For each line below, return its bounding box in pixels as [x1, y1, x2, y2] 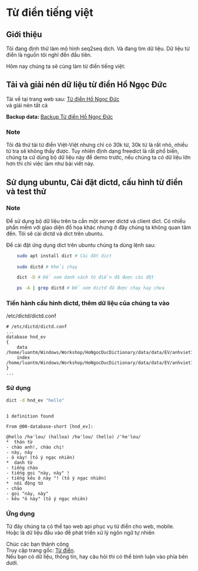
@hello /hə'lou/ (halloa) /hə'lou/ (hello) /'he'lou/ [6, 434, 141, 439]
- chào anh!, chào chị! [6, 444, 65, 450]
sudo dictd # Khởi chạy [16, 264, 78, 270]
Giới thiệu [6, 29, 42, 40]
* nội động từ [6, 480, 44, 486]
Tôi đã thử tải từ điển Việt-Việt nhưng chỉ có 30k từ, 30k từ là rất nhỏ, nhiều [6, 142, 189, 149]
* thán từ [6, 439, 33, 445]
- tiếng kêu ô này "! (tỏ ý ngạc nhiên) [6, 475, 107, 481]
